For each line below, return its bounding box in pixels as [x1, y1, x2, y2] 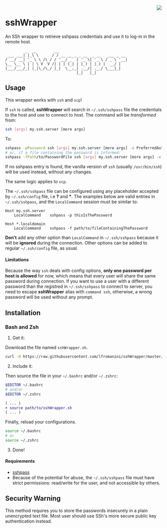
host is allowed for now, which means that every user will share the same [5, 273, 156, 279]
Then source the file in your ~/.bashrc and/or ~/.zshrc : [5, 373, 118, 379]
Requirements [5, 458, 35, 464]
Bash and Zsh [5, 323, 39, 330]
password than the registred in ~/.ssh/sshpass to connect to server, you [5, 283, 153, 289]
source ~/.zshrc [5, 438, 39, 443]
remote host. [5, 38, 31, 44]
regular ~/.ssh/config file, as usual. [5, 245, 79, 251]
